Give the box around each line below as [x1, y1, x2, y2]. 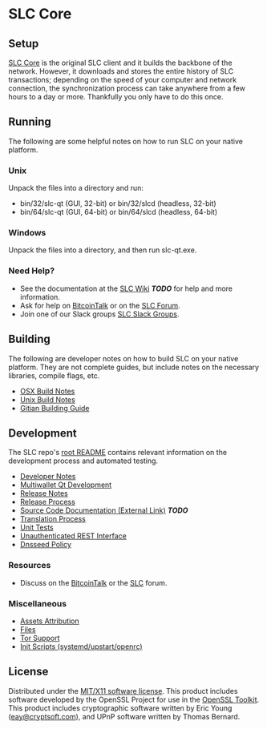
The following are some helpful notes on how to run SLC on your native [8, 136, 243, 146]
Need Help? [8, 265, 55, 276]
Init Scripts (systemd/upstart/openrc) [19, 642, 143, 651]
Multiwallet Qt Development [19, 480, 112, 489]
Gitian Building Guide [19, 403, 90, 413]
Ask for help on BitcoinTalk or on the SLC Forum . [19, 300, 180, 310]
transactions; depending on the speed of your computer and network [8, 75, 237, 84]
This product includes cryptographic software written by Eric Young [8, 703, 233, 713]
